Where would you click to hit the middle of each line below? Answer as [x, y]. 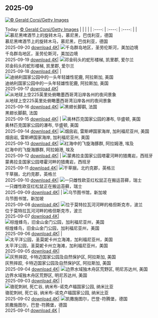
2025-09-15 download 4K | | [33, 119]
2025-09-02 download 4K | [32, 298]
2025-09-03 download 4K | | [34, 280]
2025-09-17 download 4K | [32, 89]
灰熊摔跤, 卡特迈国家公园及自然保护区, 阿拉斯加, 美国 [58, 263]
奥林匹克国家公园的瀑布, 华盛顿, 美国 [42, 125]
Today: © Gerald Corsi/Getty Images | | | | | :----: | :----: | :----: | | [71, 29]
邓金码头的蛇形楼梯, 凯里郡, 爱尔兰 [40, 66]
